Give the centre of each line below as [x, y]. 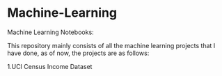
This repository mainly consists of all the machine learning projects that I [111, 45]
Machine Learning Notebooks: [50, 32]
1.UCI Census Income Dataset [50, 66]
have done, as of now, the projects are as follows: [78, 53]
